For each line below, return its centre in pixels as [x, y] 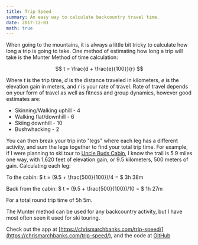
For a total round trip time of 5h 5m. [49, 200]
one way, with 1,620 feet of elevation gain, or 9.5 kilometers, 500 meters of [97, 159]
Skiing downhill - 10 [38, 123]
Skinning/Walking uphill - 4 [48, 110]
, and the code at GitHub [141, 236]
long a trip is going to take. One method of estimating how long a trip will [95, 51]
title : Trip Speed [29, 12]
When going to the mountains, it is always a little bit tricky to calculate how [97, 45]
